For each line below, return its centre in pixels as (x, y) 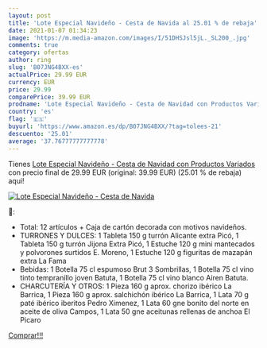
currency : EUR (32, 82)
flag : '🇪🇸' (28, 119)
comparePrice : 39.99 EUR (49, 97)
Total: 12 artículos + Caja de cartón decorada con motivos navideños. (133, 226)
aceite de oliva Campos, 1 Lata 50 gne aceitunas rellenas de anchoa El (135, 311)
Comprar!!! (26, 335)
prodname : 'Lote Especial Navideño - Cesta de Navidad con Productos (126, 104)
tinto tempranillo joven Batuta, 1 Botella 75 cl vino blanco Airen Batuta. (134, 277)
